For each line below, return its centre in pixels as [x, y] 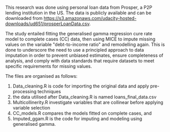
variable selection [31, 108]
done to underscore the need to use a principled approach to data [75, 50]
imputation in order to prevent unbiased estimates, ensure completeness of [84, 55]
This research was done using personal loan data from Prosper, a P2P [79, 7]
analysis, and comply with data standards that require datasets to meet [80, 61]
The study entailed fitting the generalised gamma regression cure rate [79, 34]
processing [25, 91]
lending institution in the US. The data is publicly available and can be [78, 13]
